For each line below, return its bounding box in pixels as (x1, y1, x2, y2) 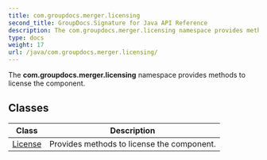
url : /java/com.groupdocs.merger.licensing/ (8, 48, 158, 56)
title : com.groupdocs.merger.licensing (8, 11, 141, 20)
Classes (8, 101, 49, 115)
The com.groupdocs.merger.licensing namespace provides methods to (8, 70, 246, 79)
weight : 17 (8, 41, 44, 49)
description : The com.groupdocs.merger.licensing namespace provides (8, 26, 244, 34)
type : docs (8, 33, 44, 42)
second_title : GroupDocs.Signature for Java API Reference (8, 19, 208, 27)
